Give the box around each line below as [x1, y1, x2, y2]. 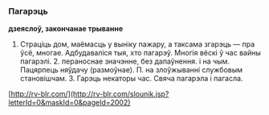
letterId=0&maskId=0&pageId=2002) [8, 98, 131, 108]
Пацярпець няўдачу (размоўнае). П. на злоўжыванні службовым [19, 65, 243, 75]
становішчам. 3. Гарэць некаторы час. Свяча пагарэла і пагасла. [19, 74, 243, 84]
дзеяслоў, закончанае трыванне [8, 24, 123, 34]
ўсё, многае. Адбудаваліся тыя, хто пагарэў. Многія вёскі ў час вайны [19, 48, 261, 58]
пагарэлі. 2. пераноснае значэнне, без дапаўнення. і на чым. [19, 56, 230, 66]
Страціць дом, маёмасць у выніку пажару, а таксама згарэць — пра [19, 39, 255, 49]
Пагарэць [8, 6, 48, 17]
